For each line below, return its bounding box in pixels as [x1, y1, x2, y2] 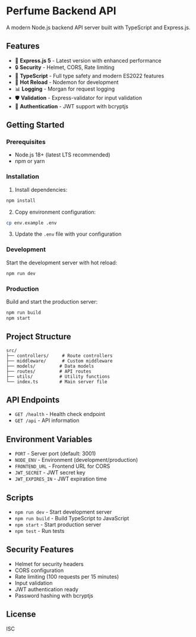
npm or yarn [14, 158, 45, 165]
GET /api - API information [14, 417, 80, 424]
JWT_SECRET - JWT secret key [14, 469, 86, 476]
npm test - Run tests [14, 527, 65, 534]
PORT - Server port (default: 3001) [14, 450, 96, 457]
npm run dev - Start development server [14, 508, 112, 516]
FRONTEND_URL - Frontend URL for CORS [14, 463, 110, 470]
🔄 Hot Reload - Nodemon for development [14, 79, 119, 86]
